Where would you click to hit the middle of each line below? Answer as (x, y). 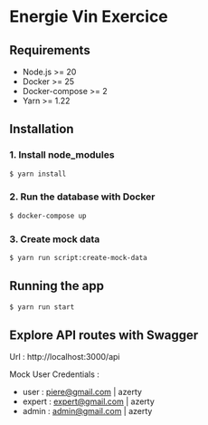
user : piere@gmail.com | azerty (82, 392)
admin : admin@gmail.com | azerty (87, 411)
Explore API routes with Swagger (104, 335)
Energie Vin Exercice (89, 17)
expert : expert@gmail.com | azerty (89, 401)
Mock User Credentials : (54, 374)
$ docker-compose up (48, 216)
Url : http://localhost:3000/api (65, 357)
